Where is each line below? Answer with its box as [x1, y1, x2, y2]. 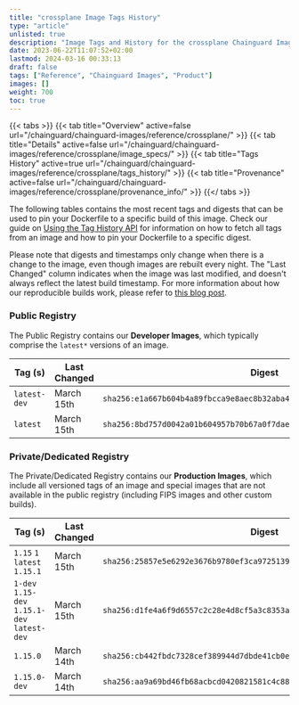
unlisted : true [9, 29, 66, 38]
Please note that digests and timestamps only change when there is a [9, 250, 264, 260]
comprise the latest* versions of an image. [9, 340, 169, 350]
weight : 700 [9, 87, 53, 96]
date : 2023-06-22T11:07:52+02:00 [9, 46, 133, 55]
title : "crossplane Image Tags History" [9, 12, 162, 22]
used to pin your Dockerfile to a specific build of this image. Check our [9, 213, 269, 224]
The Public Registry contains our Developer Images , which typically [9, 330, 260, 340]
